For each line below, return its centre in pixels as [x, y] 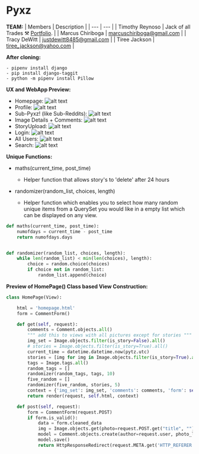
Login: [23, 132]
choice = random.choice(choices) [69, 264]
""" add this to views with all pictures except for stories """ [110, 335]
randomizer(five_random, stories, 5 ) [74, 385]
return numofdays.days [45, 237]
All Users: [26, 139]
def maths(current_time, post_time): [53, 226]
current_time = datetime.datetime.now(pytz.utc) [89, 352]
